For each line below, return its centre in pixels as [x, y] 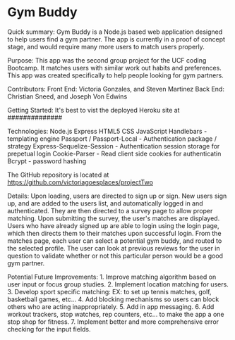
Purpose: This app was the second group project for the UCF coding [107, 60]
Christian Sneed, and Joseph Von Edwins [67, 96]
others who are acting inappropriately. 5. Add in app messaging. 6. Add [111, 306]
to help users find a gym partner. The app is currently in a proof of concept [116, 39]
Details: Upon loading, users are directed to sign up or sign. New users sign [117, 196]
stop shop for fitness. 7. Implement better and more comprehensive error [113, 322]
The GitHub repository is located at [58, 175]
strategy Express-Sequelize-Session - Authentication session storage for [114, 146]
